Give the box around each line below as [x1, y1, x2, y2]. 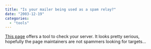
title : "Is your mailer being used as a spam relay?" [5, 7, 117, 12]
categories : [5, 16, 29, 21]
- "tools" [9, 20, 29, 25]
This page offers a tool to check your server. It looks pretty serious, [5, 34, 140, 39]
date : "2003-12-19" [5, 12, 45, 16]
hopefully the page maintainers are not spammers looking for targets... [5, 39, 147, 45]
